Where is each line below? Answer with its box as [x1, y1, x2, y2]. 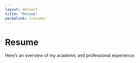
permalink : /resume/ [5, 16, 47, 21]
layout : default [5, 7, 38, 12]
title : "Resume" [5, 12, 38, 16]
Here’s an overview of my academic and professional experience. [5, 52, 136, 58]
